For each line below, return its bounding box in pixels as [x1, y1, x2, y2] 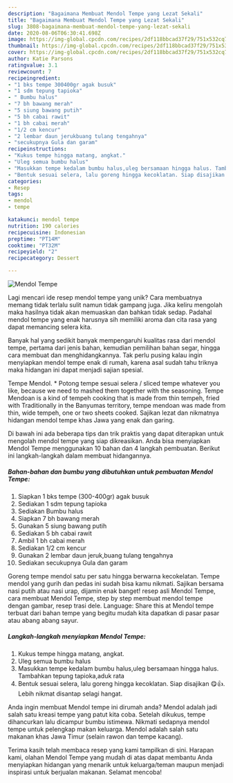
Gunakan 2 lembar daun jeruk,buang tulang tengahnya [17, 551, 174, 559]
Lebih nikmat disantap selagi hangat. [17, 689, 123, 698]
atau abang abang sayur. [8, 616, 79, 624]
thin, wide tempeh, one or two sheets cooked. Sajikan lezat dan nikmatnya [8, 408, 220, 417]
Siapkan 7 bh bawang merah [17, 514, 100, 522]
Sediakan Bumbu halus [17, 507, 84, 515]
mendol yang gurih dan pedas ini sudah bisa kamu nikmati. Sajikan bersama [8, 579, 224, 587]
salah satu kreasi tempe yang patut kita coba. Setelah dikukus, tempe [8, 710, 206, 719]
